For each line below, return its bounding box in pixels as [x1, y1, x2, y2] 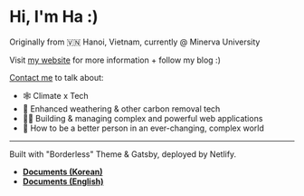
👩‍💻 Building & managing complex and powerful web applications [22, 113, 263, 123]
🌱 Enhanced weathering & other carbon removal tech [22, 103, 221, 114]
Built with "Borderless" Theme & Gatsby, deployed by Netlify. [9, 148, 237, 160]
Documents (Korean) [22, 166, 103, 177]
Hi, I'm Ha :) [9, 6, 99, 27]
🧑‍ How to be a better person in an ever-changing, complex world [22, 122, 265, 133]
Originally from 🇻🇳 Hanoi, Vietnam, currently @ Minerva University [9, 36, 261, 47]
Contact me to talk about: [9, 72, 104, 83]
